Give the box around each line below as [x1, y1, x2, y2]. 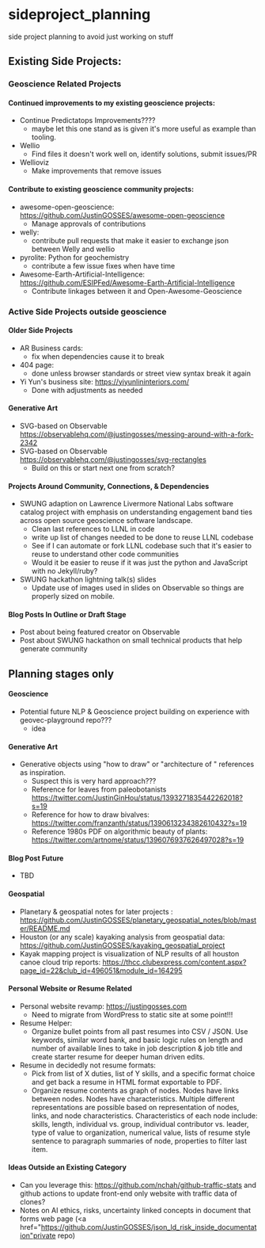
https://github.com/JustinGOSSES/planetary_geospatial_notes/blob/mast [19, 915, 257, 925]
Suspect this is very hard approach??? [31, 777, 157, 786]
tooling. [31, 132, 57, 142]
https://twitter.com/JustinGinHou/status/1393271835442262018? [31, 793, 244, 803]
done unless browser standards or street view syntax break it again [31, 368, 252, 378]
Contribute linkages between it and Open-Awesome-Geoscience [31, 286, 243, 296]
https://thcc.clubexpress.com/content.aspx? [102, 957, 247, 967]
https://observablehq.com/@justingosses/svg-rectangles [19, 454, 207, 464]
